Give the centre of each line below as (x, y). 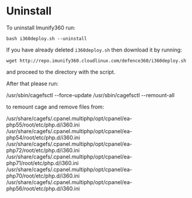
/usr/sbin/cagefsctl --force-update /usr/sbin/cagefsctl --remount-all (91, 95)
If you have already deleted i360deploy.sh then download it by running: (94, 50)
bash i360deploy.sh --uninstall (46, 38)
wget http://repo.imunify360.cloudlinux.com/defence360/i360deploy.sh (96, 61)
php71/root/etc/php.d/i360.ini (43, 163)
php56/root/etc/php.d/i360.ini (43, 188)
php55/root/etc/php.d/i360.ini (43, 125)
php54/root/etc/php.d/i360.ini (43, 137)
